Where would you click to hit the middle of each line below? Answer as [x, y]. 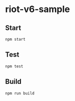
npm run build [20, 93]
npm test [14, 66]
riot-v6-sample [37, 9]
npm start [15, 39]
